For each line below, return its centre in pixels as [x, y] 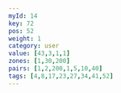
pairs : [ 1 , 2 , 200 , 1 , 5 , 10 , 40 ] [56, 69]
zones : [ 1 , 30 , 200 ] [39, 61]
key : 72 [21, 23]
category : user [34, 46]
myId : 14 [23, 16]
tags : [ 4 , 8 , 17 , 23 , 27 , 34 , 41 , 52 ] [61, 76]
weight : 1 [25, 38]
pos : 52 [21, 31]
